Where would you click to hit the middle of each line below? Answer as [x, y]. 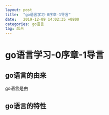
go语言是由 [17, 88]
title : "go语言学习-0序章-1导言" [38, 15]
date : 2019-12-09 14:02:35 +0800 [42, 19]
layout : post [19, 10]
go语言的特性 [26, 106]
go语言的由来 [26, 75]
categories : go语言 [25, 24]
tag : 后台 [14, 29]
